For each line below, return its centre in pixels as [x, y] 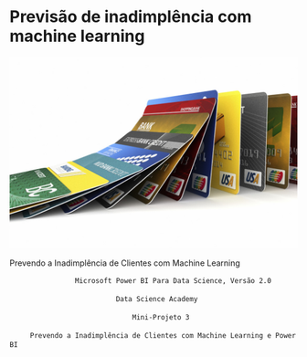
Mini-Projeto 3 [161, 317]
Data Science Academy [157, 299]
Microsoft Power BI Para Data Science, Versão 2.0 [173, 280]
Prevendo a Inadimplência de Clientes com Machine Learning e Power [163, 335]
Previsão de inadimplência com [131, 17]
